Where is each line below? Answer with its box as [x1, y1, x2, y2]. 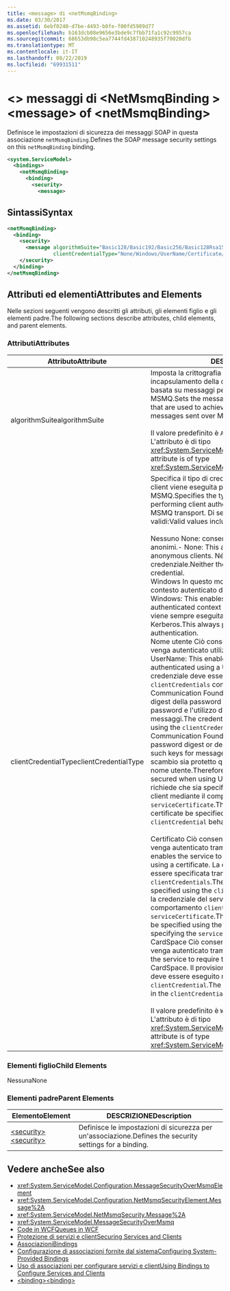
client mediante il [150, 791, 205, 801]
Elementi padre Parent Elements [7, 1093, 114, 1103]
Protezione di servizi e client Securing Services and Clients [16, 1233, 182, 1241]
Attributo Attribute [47, 356, 107, 366]
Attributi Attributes [7, 339, 70, 348]
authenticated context [150, 602, 221, 612]
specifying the [150, 928, 197, 938]
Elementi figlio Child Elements [7, 1060, 107, 1070]
